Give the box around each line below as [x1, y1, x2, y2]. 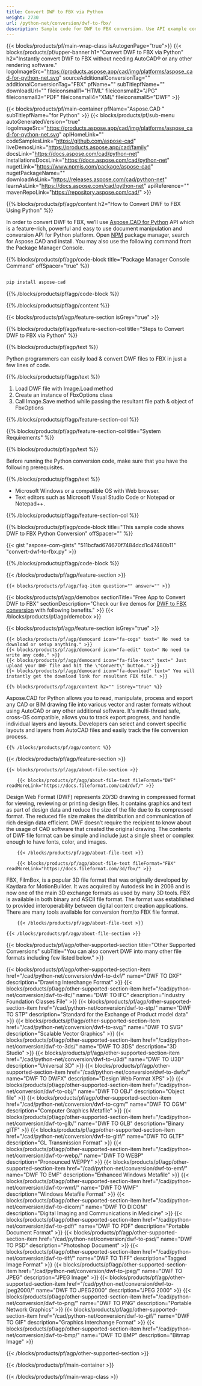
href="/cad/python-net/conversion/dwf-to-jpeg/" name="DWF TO [18, 1268, 183, 1275]
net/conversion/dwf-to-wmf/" [6, 1184, 80, 1192]
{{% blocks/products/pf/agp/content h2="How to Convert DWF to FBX [6, 201, 181, 208]
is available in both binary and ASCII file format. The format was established [6, 896, 194, 903]
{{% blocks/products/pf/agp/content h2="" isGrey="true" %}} [6, 684, 163, 690]
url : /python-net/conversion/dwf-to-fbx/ [6, 20, 112, 26]
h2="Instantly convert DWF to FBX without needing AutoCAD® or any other [6, 55, 192, 62]
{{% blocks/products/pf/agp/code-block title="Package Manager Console [6, 256, 190, 263]
